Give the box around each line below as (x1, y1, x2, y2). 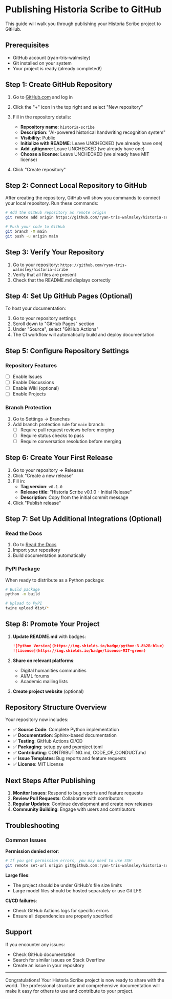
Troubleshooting (5, 821, 60, 830)
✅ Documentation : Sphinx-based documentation (12, 732, 117, 738)
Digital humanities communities (20, 667, 87, 673)
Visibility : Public (20, 134, 56, 141)
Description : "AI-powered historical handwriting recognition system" (20, 129, 166, 135)
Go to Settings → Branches (12, 415, 70, 422)
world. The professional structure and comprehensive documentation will (5, 982, 160, 988)
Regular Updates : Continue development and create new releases (12, 801, 153, 807)
